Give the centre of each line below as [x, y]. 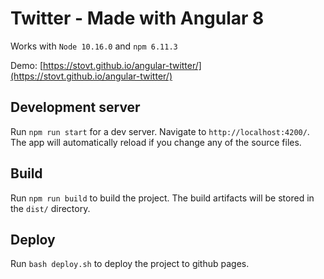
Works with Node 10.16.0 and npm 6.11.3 [94, 46]
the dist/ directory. [50, 208]
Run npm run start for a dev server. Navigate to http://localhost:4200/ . [160, 131]
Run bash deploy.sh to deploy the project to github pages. [130, 264]
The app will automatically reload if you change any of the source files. [156, 142]
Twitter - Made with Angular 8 [137, 18]
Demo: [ [27, 65]
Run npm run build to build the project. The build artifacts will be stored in [162, 198]
